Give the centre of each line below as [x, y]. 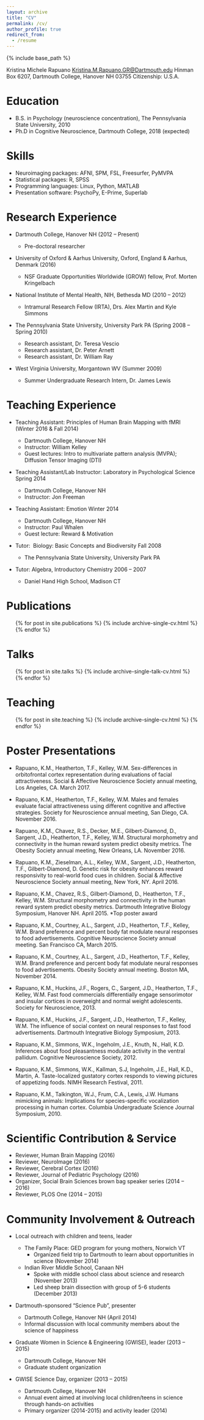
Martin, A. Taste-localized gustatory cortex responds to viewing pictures [106, 1076]
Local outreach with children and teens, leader [74, 1236]
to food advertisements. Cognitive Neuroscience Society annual [96, 938]
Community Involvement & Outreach [101, 1219]
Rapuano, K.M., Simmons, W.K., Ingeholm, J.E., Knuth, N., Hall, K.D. [100, 1044]
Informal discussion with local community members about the [102, 1324]
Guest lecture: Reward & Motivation [69, 534]
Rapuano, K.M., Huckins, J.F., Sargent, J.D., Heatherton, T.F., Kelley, [100, 1019]
